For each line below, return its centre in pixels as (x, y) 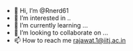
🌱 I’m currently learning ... (51, 25)
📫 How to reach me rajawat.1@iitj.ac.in (70, 40)
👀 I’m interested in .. (42, 18)
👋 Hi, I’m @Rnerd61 (41, 11)
